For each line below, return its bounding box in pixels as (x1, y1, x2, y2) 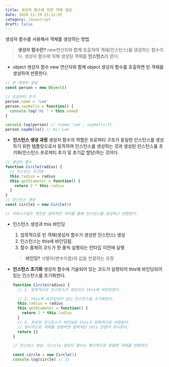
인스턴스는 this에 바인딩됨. (20, 238, 73, 244)
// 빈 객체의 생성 (5, 81, 38, 86)
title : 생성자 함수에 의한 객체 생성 (5, 7, 73, 13)
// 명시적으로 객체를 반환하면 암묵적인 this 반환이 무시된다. (17, 324, 129, 329)
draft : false (5, 21, 33, 27)
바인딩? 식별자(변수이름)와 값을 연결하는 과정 (25, 255, 114, 261)
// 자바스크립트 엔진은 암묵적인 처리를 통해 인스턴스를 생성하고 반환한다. (5, 211, 138, 216)
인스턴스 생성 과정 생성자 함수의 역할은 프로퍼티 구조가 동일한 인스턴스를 (12, 137, 155, 143)
